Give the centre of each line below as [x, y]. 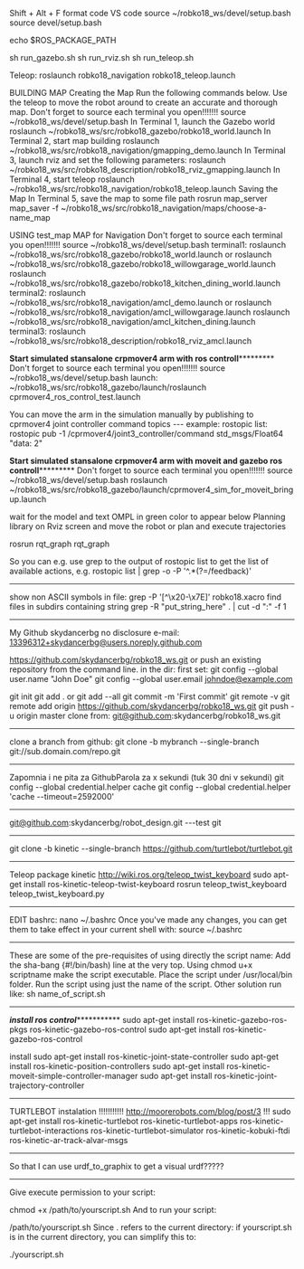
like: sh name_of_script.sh [57, 994]
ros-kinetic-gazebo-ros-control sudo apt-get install [125, 1029]
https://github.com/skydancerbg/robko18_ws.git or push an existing [135, 660]
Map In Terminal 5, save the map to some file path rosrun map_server [139, 199]
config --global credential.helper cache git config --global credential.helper [150, 787]
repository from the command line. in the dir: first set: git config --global [144, 669]
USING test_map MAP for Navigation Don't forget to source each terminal [146, 235]
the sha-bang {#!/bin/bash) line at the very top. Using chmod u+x [131, 965]
